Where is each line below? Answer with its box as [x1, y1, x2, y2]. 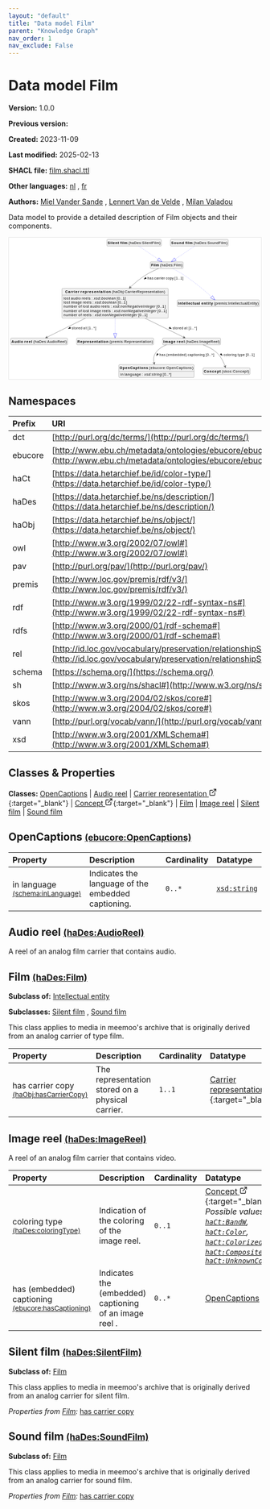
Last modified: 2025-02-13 [8, 150, 100, 160]
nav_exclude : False [8, 42, 74, 50]
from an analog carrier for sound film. [8, 1475, 133, 1485]
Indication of [99, 1205, 147, 1216]
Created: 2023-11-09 [8, 135, 79, 144]
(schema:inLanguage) [12, 888, 82, 898]
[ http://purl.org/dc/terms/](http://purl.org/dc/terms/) [51, 432, 249, 443]
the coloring [99, 1215, 145, 1226]
